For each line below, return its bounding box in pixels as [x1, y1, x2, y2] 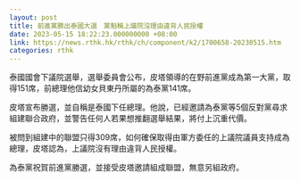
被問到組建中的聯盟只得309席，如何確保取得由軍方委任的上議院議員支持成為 [9, 132, 290, 143]
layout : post [9, 12, 58, 22]
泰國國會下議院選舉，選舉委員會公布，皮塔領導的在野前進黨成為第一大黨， [9, 72, 283, 83]
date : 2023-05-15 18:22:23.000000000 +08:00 [9, 29, 178, 38]
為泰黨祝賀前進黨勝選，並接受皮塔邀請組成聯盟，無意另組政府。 [9, 162, 244, 173]
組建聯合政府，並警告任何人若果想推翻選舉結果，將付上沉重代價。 [9, 113, 252, 124]
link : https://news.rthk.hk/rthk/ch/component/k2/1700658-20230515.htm [9, 37, 281, 47]
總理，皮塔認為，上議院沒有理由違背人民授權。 [9, 144, 181, 154]
